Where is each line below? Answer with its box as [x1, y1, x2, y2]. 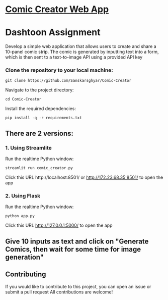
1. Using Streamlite [5, 144, 52, 151]
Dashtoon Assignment [5, 27, 101, 38]
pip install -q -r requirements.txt [5, 115, 82, 121]
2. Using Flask [5, 192, 41, 199]
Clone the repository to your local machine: [5, 67, 113, 74]
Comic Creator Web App [5, 4, 109, 15]
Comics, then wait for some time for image [5, 245, 141, 254]
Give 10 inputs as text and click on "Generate [5, 237, 149, 245]
